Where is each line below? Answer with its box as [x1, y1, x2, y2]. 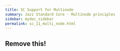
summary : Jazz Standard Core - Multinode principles [5, 12, 116, 17]
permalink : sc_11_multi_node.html [5, 21, 76, 26]
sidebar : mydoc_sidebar [5, 16, 54, 21]
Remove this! [5, 39, 46, 48]
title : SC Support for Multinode [5, 7, 74, 12]
